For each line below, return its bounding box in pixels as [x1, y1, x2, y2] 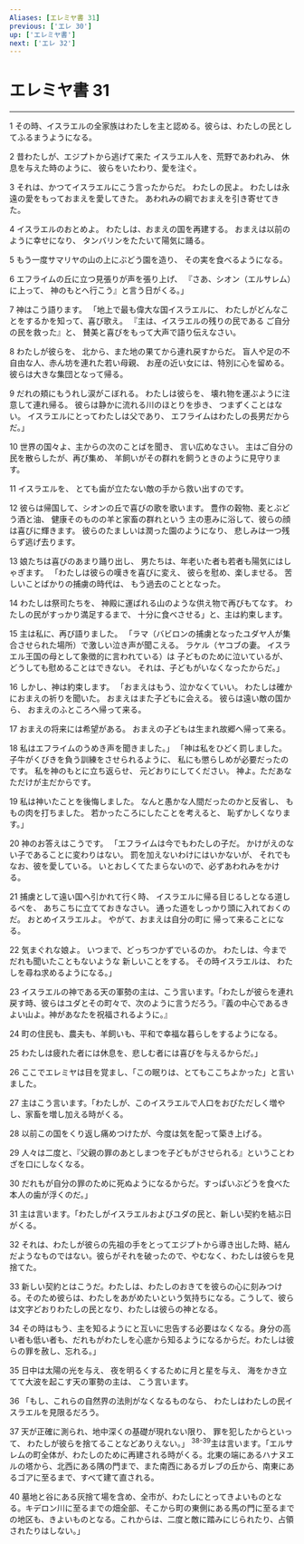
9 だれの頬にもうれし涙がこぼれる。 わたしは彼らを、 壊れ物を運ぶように [9, 388, 283, 399]
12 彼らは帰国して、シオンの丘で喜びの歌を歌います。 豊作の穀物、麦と [9, 502, 274, 513]
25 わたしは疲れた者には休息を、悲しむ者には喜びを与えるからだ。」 [9, 1048, 262, 1059]
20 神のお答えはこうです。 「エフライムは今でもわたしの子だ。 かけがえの [9, 838, 287, 849]
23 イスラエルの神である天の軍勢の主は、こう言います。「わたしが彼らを [9, 986, 279, 997]
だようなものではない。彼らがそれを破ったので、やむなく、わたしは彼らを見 [9, 1250, 295, 1261]
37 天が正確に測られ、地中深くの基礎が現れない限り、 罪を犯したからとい [9, 1426, 285, 1437]
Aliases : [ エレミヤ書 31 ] [9, 13, 100, 23]
